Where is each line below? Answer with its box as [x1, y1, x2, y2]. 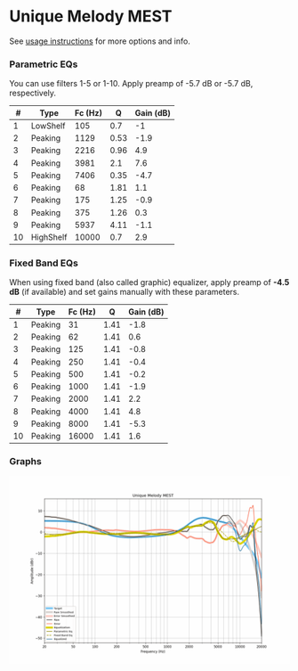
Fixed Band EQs [9, 257, 78, 269]
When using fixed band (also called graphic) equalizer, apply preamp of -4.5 [9, 277, 290, 288]
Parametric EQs [9, 58, 78, 70]
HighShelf [30, 232, 68, 242]
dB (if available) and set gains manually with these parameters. [9, 287, 240, 298]
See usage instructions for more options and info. [9, 36, 191, 46]
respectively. [9, 87, 56, 99]
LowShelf [30, 120, 66, 131]
